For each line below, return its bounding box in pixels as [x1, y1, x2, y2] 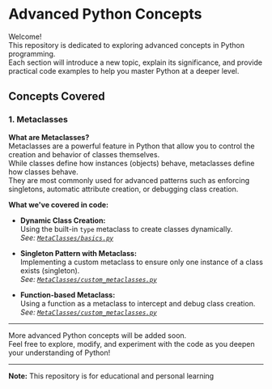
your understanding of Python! [8, 348, 111, 357]
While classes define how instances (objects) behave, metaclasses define [8, 158, 255, 168]
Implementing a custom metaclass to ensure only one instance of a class [19, 257, 263, 267]
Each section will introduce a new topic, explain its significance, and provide [8, 58, 263, 67]
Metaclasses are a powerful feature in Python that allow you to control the [8, 141, 255, 151]
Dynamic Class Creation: [19, 216, 106, 225]
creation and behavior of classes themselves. [8, 149, 160, 159]
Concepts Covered [8, 90, 105, 104]
